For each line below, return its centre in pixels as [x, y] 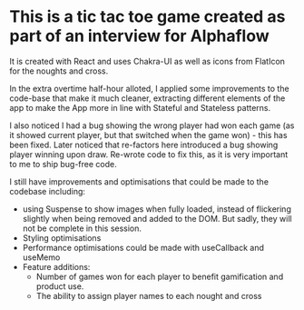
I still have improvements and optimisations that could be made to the [139, 181]
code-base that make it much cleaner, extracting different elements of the [147, 98]
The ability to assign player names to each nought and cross [149, 295]
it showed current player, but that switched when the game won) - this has [148, 135]
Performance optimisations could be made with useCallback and [143, 247]
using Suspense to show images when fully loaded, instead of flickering [157, 209]
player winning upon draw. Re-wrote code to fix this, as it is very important [149, 154]
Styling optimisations [62, 237]
